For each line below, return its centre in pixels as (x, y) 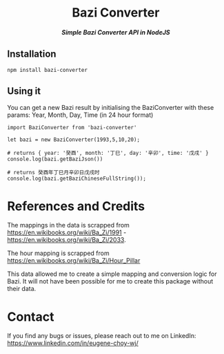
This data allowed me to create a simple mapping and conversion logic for (112, 274)
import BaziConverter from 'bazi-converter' (72, 128)
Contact (31, 317)
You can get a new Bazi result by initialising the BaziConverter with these (111, 108)
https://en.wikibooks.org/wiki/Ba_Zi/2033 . (67, 240)
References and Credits (76, 206)
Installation (32, 54)
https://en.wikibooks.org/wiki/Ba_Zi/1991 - (67, 232)
